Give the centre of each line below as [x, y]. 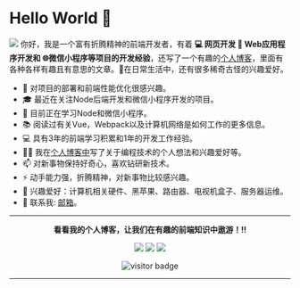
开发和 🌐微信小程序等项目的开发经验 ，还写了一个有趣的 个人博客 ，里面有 [150, 58]
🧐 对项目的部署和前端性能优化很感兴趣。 [96, 87]
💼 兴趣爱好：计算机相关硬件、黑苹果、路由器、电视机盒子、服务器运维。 [155, 191]
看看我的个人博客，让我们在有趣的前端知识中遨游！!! [150, 229]
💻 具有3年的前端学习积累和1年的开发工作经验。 [110, 138]
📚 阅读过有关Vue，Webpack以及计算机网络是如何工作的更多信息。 [146, 124]
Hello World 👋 [61, 18]
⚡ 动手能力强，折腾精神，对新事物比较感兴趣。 [108, 177]
